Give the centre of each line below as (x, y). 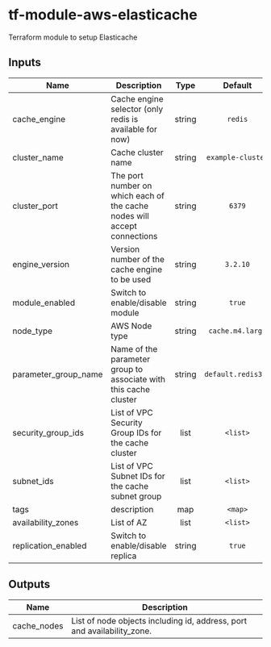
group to (127, 369)
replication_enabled (50, 545)
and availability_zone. (111, 631)
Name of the (134, 349)
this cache (131, 389)
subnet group (136, 496)
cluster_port (35, 206)
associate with (138, 379)
